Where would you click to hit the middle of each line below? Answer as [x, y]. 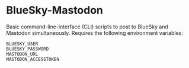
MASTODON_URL [22, 54]
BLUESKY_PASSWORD [28, 49]
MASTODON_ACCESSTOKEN [33, 59]
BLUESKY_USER [22, 44]
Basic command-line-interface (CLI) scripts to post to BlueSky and [87, 27]
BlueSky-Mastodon [55, 10]
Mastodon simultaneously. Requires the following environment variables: [95, 33]
